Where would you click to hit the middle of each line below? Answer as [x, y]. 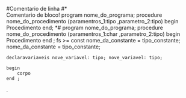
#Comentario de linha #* [37, 9]
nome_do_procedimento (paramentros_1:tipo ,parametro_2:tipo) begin [92, 21]
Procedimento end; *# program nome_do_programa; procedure [85, 27]
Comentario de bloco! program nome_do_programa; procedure [84, 15]
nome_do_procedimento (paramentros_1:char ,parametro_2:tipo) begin [93, 34]
